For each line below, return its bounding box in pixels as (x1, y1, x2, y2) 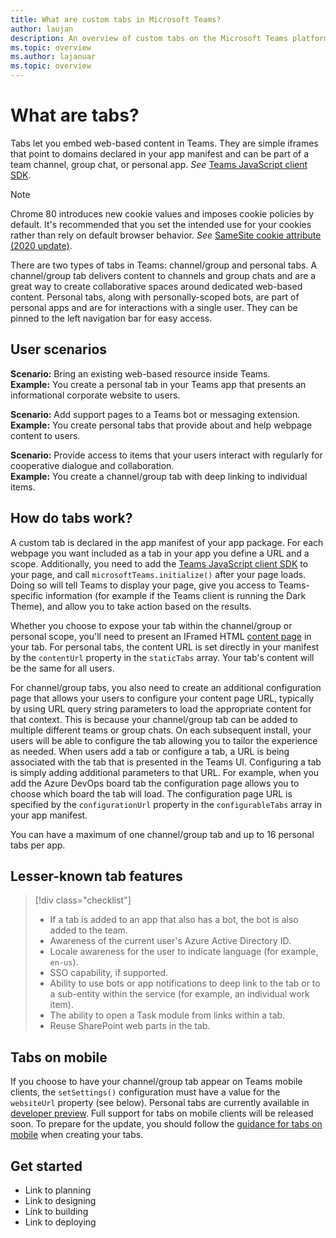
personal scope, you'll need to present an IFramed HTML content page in (10, 630, 312, 642)
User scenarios (10, 341, 108, 358)
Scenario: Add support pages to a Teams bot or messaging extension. (10, 408, 301, 420)
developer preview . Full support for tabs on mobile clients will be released (10, 1107, 314, 1120)
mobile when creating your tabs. (10, 1129, 144, 1141)
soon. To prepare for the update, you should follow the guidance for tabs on (10, 1118, 323, 1130)
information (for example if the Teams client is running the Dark (45, 589, 307, 601)
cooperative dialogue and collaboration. (10, 459, 175, 471)
